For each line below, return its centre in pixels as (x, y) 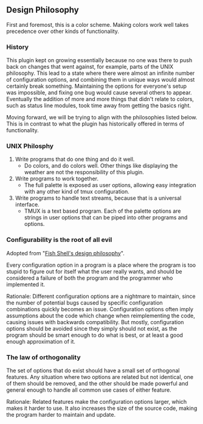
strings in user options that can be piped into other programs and (106, 217)
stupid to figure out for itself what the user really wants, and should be (94, 271)
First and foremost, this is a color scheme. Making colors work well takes (98, 24)
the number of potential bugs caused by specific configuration (84, 302)
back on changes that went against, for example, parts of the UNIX (90, 67)
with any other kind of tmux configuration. (77, 192)
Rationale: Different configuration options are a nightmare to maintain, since (101, 296)
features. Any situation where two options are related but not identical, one (100, 377)
